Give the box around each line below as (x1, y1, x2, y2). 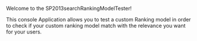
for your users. (6, 28, 42, 35)
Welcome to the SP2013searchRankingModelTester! (6, 5, 132, 12)
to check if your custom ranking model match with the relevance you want (6, 23, 186, 29)
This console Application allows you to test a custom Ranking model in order (6, 16, 191, 23)
